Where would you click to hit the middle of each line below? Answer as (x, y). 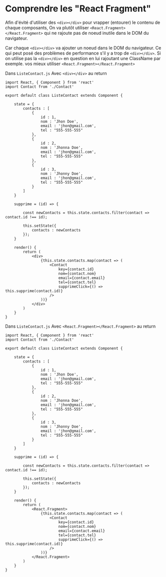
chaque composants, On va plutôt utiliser (47, 27)
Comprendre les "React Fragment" (78, 9)
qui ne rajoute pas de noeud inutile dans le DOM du (96, 33)
